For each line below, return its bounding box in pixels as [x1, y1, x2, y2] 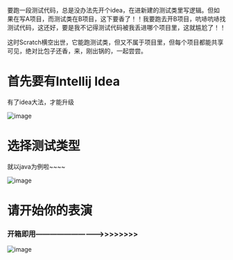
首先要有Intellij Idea [7, 73, 120, 89]
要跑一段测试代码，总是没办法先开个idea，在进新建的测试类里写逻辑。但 [7, 6, 214, 14]
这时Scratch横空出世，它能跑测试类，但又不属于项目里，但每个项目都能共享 [7, 38, 224, 46]
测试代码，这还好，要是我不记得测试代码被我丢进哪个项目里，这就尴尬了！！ [7, 24, 226, 31]
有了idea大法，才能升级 [7, 98, 75, 106]
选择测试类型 [7, 138, 81, 154]
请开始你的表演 [7, 203, 93, 218]
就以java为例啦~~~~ [7, 162, 66, 171]
